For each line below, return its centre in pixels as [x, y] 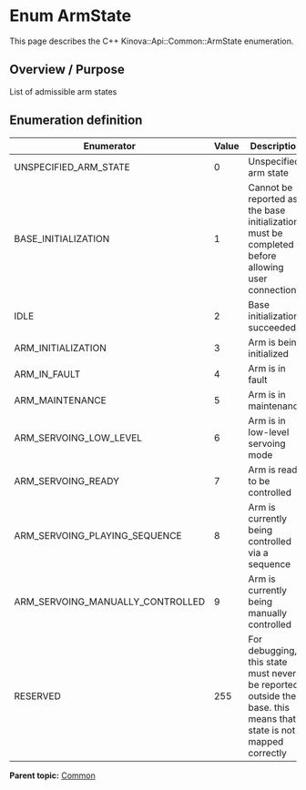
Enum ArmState [71, 16]
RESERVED [38, 695]
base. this [269, 707]
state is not [272, 730]
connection [272, 289]
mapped [266, 741]
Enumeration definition [76, 121]
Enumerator [110, 146]
